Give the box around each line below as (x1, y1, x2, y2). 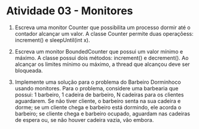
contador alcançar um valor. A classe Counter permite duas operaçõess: (14, 30, 194, 37)
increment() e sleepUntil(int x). (14, 36, 90, 43)
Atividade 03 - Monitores (6, 4, 133, 18)
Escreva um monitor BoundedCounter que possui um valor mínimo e (14, 48, 183, 55)
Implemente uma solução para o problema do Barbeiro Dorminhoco (14, 78, 181, 86)
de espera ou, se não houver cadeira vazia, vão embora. (14, 116, 154, 123)
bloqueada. (14, 67, 43, 74)
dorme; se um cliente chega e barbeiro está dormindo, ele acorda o (14, 103, 182, 111)
